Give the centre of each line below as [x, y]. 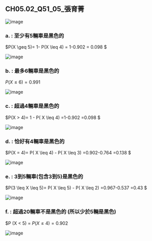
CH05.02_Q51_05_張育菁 [45, 9]
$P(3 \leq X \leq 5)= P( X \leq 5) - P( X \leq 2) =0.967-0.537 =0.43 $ [76, 188]
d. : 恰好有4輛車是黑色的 [35, 141]
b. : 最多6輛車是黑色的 [32, 71]
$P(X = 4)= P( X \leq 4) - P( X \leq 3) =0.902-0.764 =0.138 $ [68, 153]
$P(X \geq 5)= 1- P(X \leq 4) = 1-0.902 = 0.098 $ [56, 47]
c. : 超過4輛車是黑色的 [32, 106]
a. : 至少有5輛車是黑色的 [35, 35]
